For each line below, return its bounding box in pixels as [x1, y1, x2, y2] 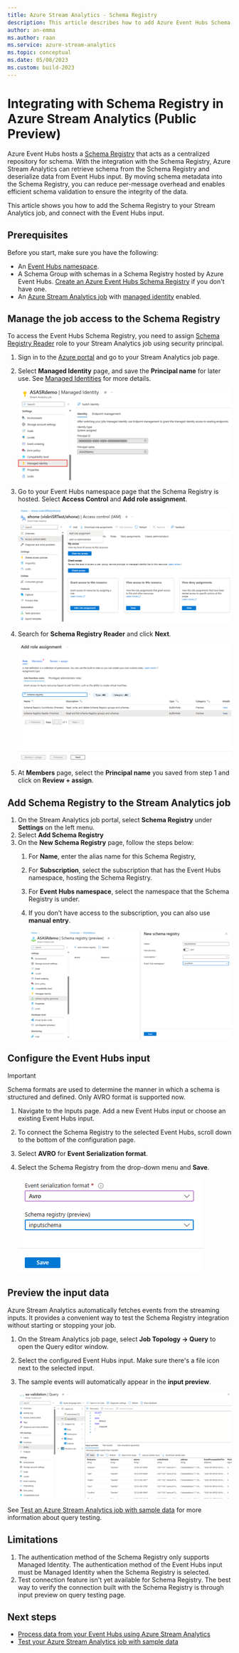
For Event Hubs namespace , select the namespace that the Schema [28, 887, 230, 896]
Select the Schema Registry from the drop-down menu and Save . [17, 1163, 210, 1171]
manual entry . [28, 916, 71, 925]
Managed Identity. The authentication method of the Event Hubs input [17, 1560, 223, 1569]
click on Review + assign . [17, 776, 94, 784]
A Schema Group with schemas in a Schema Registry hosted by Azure [17, 269, 224, 278]
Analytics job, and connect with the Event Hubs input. [7, 209, 165, 217]
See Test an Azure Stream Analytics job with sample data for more [7, 1506, 202, 1514]
